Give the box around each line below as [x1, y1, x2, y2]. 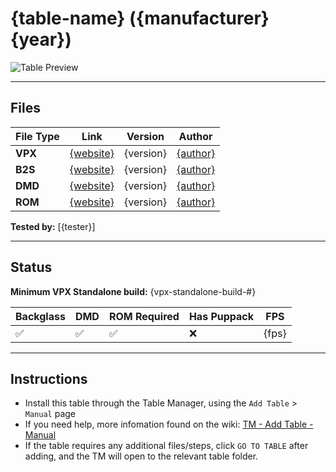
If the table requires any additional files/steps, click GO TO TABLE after [24, 440, 309, 452]
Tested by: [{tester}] [10, 220, 96, 232]
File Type [15, 129, 60, 143]
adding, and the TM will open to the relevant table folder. [24, 450, 259, 462]
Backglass [15, 309, 66, 323]
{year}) [10, 28, 72, 51]
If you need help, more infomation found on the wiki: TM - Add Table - [24, 418, 314, 431]
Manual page [24, 408, 77, 420]
